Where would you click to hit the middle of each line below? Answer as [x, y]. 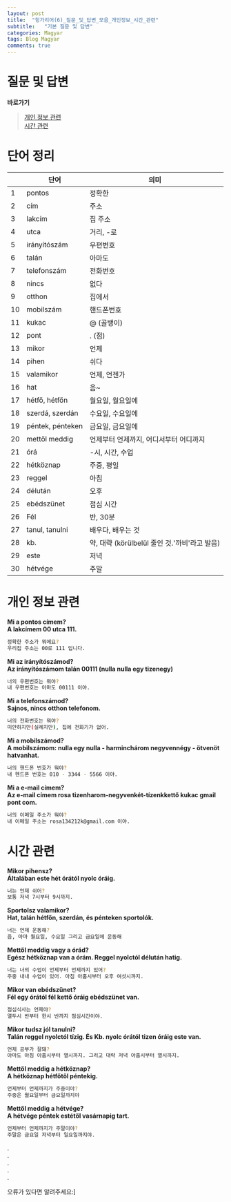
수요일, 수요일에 [113, 413]
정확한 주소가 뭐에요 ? [33, 642]
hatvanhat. [23, 755]
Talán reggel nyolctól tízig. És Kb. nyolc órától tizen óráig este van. [104, 1036]
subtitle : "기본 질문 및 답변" [50, 26]
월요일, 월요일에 [113, 400]
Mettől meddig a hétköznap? [49, 1069]
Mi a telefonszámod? [38, 701]
